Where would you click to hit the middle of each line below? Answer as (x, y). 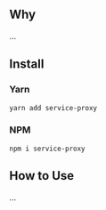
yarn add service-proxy (53, 108)
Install (27, 65)
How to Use (42, 176)
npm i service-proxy (48, 149)
